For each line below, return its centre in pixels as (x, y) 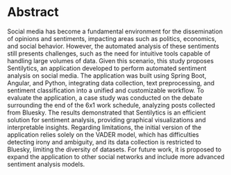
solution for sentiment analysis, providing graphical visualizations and (106, 119)
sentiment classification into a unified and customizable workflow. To (106, 90)
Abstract (33, 12)
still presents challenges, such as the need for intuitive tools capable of (109, 53)
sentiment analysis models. (46, 164)
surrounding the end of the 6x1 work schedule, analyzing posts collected (111, 105)
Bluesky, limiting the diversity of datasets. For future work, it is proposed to (114, 149)
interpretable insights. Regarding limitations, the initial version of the (104, 127)
